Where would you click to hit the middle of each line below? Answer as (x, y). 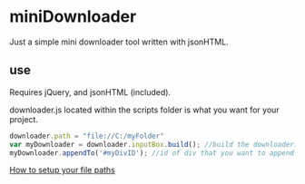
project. (24, 119)
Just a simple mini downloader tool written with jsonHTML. (119, 42)
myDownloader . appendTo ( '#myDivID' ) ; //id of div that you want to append (152, 153)
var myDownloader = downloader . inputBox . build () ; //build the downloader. (154, 144)
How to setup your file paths (62, 170)
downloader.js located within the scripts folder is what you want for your (144, 110)
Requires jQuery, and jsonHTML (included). (90, 92)
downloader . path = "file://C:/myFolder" (87, 136)
